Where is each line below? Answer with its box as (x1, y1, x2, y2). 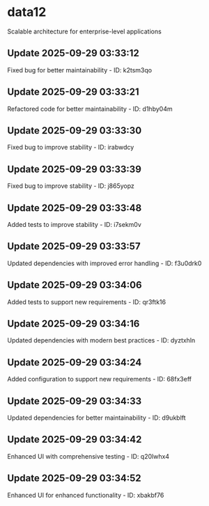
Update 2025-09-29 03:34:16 (7, 318, 140, 330)
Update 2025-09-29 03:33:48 (7, 202, 142, 214)
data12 (7, 4, 47, 20)
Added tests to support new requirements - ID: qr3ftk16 (7, 297, 166, 306)
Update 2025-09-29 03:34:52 (7, 473, 141, 484)
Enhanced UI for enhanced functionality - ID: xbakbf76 (7, 491, 164, 499)
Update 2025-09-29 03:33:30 (7, 125, 142, 136)
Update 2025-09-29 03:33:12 (7, 47, 139, 59)
